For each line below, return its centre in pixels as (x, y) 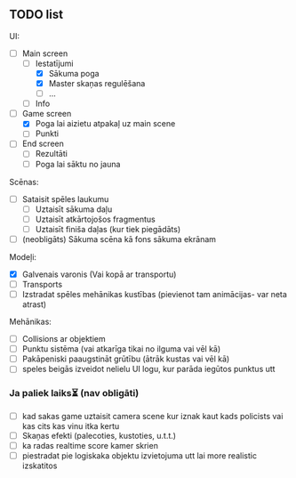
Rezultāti (52, 154)
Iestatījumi (54, 63)
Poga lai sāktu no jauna (78, 164)
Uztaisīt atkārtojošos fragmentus (95, 219)
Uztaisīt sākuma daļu (74, 209)
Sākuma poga (74, 73)
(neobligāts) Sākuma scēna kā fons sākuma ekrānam (119, 239)
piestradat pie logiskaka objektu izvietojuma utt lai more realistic (140, 455)
